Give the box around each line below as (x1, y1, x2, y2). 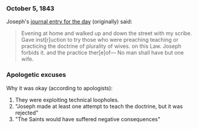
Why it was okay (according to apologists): (6, 84, 113, 91)
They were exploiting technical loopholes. (15, 96, 119, 104)
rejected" (15, 109, 39, 116)
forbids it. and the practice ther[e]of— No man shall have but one (21, 49, 184, 56)
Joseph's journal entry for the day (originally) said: (6, 18, 133, 25)
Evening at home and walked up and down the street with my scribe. (21, 30, 193, 37)
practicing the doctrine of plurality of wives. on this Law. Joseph (21, 42, 182, 50)
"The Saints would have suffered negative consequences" (15, 115, 160, 122)
